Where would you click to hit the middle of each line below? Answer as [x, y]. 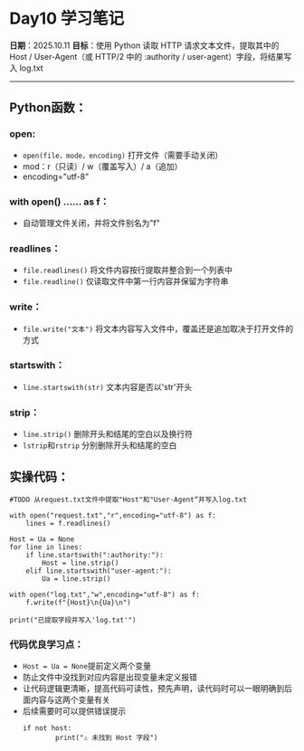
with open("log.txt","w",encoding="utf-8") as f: [105, 594]
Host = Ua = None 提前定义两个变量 [87, 666]
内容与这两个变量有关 [70, 700]
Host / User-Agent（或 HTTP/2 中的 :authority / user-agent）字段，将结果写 [151, 56]
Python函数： [48, 108]
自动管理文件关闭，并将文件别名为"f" [91, 223]
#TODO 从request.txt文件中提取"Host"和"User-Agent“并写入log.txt [128, 499]
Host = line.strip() [81, 563]
